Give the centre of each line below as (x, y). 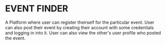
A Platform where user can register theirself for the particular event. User (80, 22)
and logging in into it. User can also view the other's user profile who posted (83, 33)
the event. (15, 38)
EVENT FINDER (37, 9)
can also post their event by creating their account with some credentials (80, 27)
